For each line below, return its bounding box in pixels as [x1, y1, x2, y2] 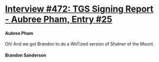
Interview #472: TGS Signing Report [5, 3, 154, 15]
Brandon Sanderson [5, 52, 47, 58]
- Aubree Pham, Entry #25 [5, 14, 113, 25]
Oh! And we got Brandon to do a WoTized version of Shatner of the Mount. [5, 41, 155, 47]
